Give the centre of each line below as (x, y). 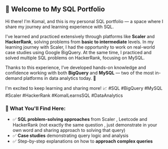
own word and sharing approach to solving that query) (69, 130)
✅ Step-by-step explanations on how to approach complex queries (82, 141)
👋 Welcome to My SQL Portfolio (55, 9)
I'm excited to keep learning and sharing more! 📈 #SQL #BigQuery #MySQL (84, 88)
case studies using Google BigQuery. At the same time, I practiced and (78, 52)
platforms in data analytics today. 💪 (60, 78)
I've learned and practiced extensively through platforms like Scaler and (80, 36)
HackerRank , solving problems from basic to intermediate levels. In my (80, 42)
